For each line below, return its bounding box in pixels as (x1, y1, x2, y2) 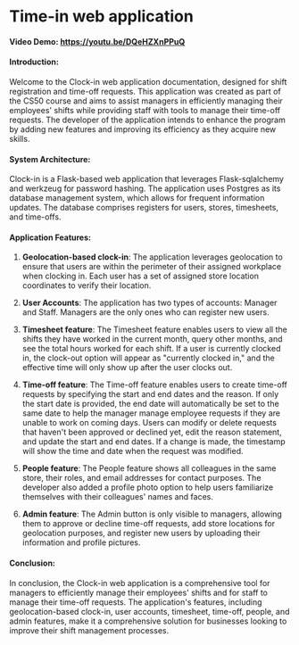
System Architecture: (9, 153, 91, 164)
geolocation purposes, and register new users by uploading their (21, 528, 261, 539)
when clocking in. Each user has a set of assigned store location (21, 270, 259, 282)
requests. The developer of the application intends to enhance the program (9, 114, 286, 125)
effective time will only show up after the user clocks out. (21, 362, 233, 373)
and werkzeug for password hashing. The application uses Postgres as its (9, 183, 281, 194)
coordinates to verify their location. (21, 280, 152, 291)
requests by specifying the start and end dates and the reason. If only (21, 389, 279, 400)
